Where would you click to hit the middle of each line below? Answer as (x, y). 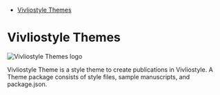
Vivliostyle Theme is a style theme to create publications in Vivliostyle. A (110, 69)
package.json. (27, 84)
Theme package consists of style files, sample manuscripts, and (99, 77)
